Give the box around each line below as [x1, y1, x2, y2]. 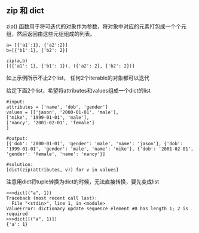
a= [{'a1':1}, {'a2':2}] [6, 42, 68, 48]
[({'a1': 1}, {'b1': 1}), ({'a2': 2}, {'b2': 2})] [6, 63, 135, 69]
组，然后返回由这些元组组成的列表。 [6, 30, 96, 37]
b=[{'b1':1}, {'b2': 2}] [6, 47, 68, 53]
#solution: [6, 161, 33, 167]
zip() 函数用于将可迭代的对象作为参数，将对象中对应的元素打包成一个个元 [6, 23, 186, 30]
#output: [6, 135, 28, 142]
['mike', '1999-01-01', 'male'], [6, 114, 90, 121]
